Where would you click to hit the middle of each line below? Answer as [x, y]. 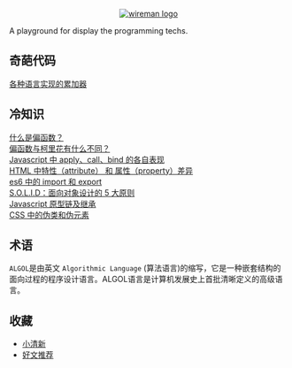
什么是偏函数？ [36, 137]
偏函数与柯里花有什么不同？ [60, 148]
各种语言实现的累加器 [48, 83]
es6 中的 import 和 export [56, 181]
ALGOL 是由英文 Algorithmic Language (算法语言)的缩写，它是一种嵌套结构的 [145, 268]
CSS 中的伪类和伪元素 [50, 215]
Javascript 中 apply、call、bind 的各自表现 [87, 159]
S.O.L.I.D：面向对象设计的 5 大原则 [72, 192]
